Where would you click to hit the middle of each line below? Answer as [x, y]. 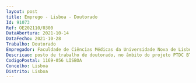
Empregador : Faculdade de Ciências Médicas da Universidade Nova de [91, 50]
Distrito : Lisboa [27, 71]
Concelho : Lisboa [27, 66]
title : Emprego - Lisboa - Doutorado [52, 17]
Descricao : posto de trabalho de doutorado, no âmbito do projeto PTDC [95, 55]
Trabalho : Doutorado [31, 44]
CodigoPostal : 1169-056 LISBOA [44, 60]
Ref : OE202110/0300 [30, 28]
